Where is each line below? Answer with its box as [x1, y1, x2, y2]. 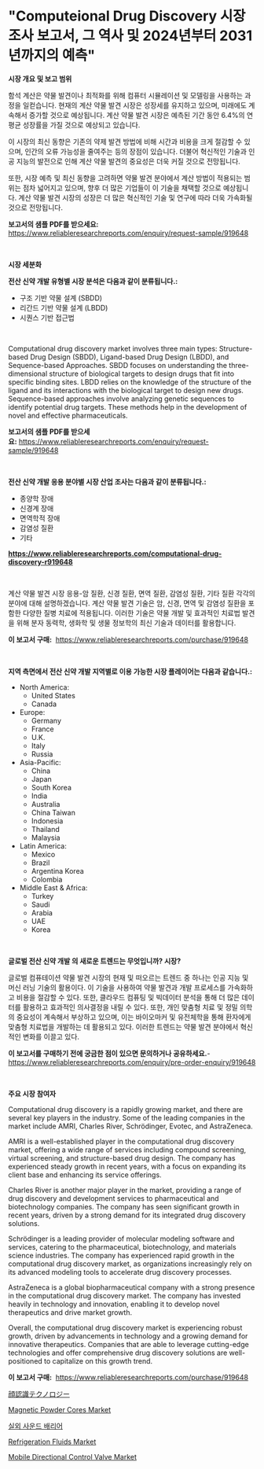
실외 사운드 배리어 [8, 1421, 63, 1430]
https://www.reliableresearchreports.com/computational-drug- [8, 548, 222, 558]
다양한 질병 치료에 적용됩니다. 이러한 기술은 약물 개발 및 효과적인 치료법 [22, 608, 241, 617]
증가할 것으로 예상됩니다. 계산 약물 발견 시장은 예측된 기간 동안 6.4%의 [28, 110, 245, 120]
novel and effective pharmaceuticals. [8, 411, 128, 420]
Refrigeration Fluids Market [8, 1437, 97, 1446]
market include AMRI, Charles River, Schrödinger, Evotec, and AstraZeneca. [8, 1121, 253, 1131]
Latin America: [19, 841, 67, 850]
